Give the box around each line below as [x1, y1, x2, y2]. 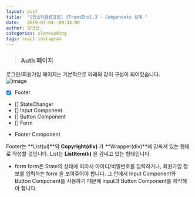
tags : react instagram [6, 36, 62, 42]
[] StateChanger [14, 101, 54, 108]
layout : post [6, 8, 38, 15]
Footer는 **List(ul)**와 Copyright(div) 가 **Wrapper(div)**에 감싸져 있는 [6, 143, 179, 150]
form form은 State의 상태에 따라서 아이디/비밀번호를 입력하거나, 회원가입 [14, 163, 182, 170]
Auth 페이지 [20, 56, 53, 65]
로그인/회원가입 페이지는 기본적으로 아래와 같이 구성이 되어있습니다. [6, 71, 160, 78]
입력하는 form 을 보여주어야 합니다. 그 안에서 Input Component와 [25, 170, 176, 177]
